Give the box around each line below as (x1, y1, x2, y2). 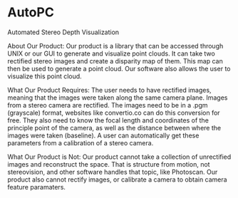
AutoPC (7, 4, 55, 21)
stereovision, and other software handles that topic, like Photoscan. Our (7, 167, 218, 176)
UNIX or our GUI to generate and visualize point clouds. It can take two (7, 49, 215, 58)
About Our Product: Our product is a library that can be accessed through (7, 41, 224, 50)
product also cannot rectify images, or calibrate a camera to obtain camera (7, 175, 227, 184)
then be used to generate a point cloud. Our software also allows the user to (7, 64, 231, 73)
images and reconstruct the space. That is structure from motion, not (7, 160, 210, 168)
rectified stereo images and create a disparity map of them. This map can (7, 56, 223, 65)
